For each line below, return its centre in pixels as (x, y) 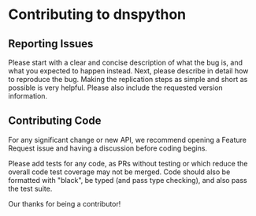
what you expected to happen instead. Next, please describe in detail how (128, 71)
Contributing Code (55, 121)
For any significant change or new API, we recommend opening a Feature (127, 140)
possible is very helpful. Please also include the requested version (115, 88)
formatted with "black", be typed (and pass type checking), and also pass (128, 180)
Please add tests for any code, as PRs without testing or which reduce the (128, 163)
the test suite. (30, 188)
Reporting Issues (51, 44)
